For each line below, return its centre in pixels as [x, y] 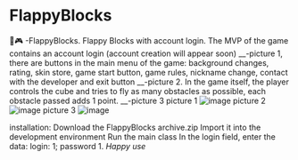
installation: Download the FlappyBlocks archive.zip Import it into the [135, 127]
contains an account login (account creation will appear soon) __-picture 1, [146, 53]
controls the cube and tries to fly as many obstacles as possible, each [137, 91]
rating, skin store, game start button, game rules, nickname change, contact [149, 72]
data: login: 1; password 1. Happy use [78, 146]
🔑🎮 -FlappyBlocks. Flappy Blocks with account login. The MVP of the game [149, 40]
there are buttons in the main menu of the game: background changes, [139, 62]
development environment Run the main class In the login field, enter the [143, 136]
